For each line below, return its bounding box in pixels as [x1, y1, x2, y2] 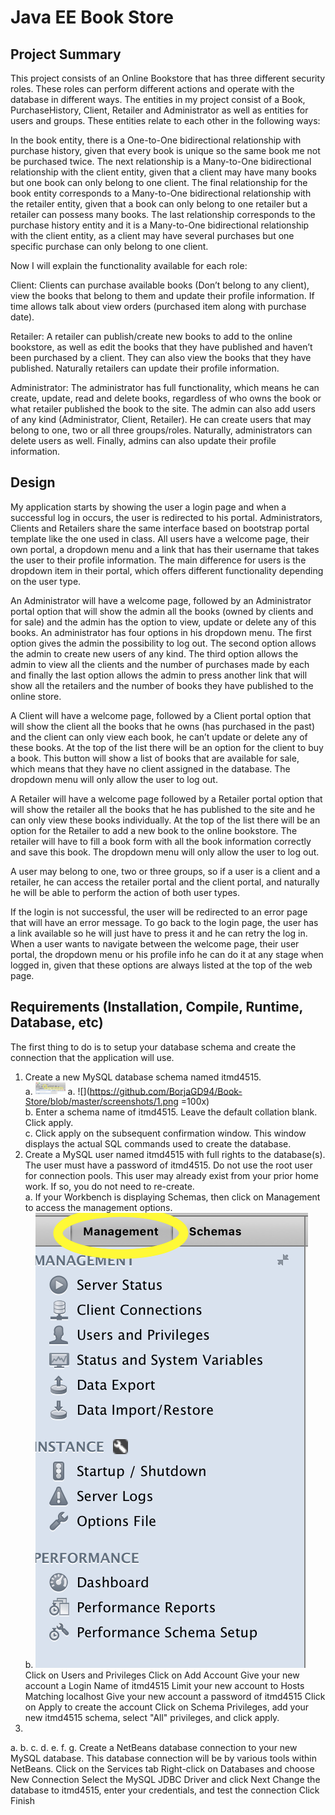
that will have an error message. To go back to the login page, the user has [10, 916, 319, 928]
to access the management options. [24, 1202, 173, 1214]
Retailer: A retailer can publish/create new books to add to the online [10, 331, 293, 342]
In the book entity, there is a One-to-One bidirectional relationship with [10, 134, 302, 146]
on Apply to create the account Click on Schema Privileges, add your [24, 1701, 310, 1713]
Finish [10, 1795, 35, 1807]
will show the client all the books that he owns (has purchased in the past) [10, 720, 316, 732]
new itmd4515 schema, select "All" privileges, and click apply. [24, 1712, 280, 1724]
